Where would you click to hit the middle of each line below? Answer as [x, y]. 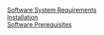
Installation [23, 17]
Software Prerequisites [40, 24]
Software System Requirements [52, 10]
